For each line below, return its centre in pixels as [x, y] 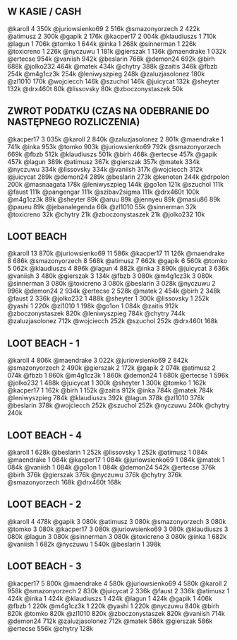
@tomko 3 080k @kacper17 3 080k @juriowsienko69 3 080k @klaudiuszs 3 [118, 529]
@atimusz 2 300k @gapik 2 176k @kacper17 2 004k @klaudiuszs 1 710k [112, 36]
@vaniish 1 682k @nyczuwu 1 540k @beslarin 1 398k [84, 544]
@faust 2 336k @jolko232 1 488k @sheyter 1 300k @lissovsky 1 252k [108, 298]
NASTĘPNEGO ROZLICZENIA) [74, 122]
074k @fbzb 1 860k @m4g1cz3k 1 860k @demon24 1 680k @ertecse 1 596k [118, 376]
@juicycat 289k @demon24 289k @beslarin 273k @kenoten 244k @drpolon [119, 177]
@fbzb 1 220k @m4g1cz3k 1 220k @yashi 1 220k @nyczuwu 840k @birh [113, 606]
